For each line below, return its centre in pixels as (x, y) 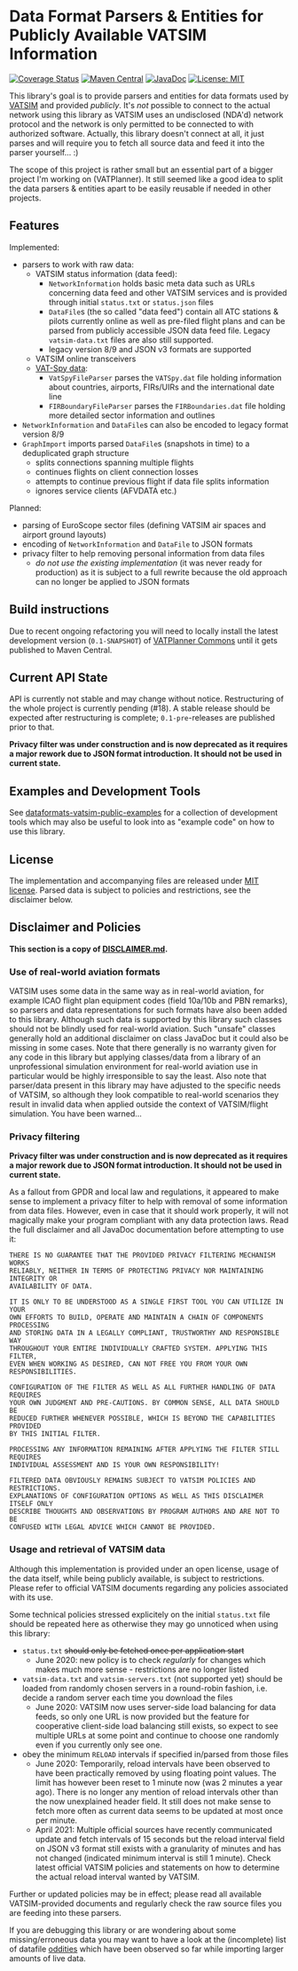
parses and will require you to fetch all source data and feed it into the (137, 143)
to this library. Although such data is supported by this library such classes (145, 1020)
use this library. (37, 832)
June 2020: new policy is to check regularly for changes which (150, 1660)
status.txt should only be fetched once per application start (133, 1650)
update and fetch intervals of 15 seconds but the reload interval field (160, 1839)
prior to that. (32, 727)
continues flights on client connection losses (117, 471)
